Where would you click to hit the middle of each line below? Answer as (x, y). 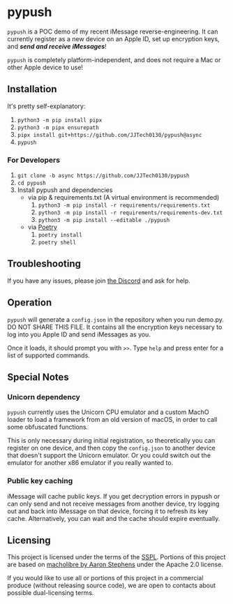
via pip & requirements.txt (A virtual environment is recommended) (123, 198)
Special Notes (38, 377)
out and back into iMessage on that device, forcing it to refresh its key (108, 511)
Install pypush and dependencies (65, 190)
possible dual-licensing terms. (51, 593)
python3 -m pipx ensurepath (58, 127)
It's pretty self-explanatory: (46, 106)
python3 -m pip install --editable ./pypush (104, 221)
